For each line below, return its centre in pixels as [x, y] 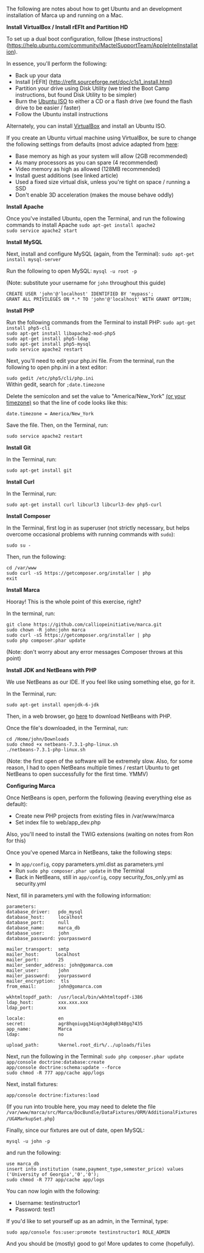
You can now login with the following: [53, 1191]
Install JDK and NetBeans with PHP [51, 670]
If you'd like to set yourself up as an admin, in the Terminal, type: [87, 1221]
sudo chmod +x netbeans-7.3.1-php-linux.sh [62, 745]
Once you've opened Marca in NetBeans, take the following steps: [89, 852]
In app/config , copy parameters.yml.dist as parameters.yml [89, 864]
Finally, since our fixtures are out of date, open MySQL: [76, 1130]
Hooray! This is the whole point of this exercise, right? [74, 602]
